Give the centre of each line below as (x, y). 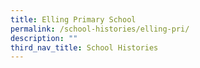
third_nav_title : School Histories (84, 47)
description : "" (44, 38)
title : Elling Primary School (73, 19)
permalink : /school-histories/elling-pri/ (100, 29)
